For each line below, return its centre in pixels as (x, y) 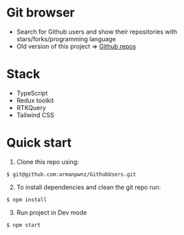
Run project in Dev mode (52, 212)
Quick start (39, 143)
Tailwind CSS (35, 115)
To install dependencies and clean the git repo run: (89, 187)
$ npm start (23, 225)
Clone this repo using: (48, 161)
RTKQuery (31, 107)
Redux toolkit (35, 100)
